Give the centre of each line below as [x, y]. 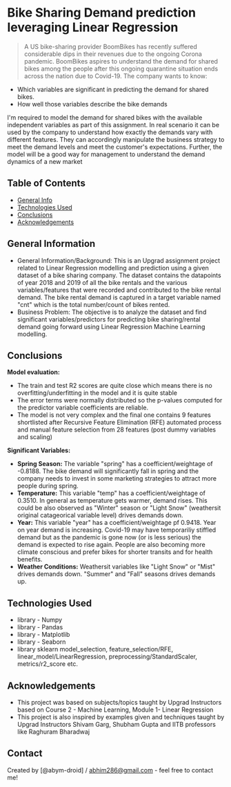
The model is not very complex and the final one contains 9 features [114, 415]
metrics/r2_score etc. [47, 664]
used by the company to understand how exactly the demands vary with [110, 132]
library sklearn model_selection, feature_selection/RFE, [95, 649]
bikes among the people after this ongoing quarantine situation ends [121, 68]
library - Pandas [40, 627]
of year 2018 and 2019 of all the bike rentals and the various [102, 282]
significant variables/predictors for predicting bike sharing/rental [109, 319]
